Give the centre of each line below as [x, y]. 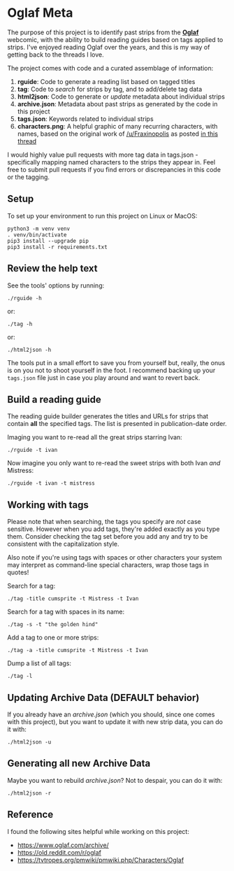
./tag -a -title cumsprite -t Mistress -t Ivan [78, 651]
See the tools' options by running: [56, 285]
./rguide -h [24, 298]
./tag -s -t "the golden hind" [53, 625]
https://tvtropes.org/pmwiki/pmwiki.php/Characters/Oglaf [101, 860]
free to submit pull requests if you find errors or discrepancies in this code [114, 169]
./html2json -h [29, 350]
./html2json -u [29, 742]
